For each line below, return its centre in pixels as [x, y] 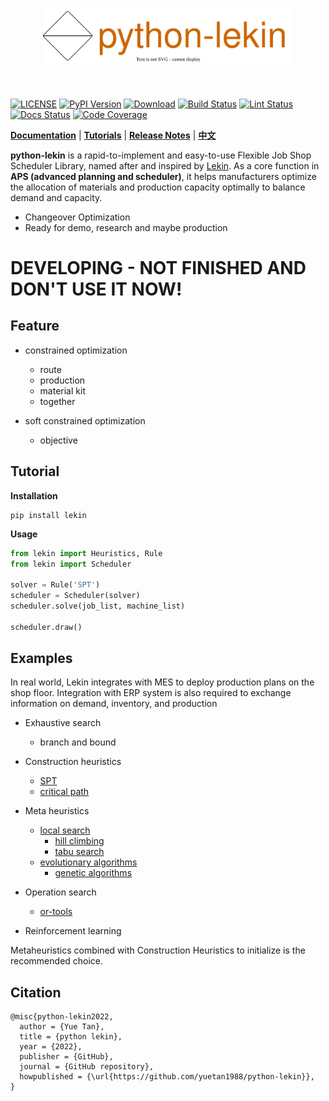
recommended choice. [57, 961]
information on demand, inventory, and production [114, 704]
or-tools [56, 912]
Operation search [60, 892]
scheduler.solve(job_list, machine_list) [98, 606]
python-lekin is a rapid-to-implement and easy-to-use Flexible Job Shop [161, 155]
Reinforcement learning [73, 931]
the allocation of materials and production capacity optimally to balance [158, 187]
